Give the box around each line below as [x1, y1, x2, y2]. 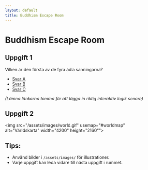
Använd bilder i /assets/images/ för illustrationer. [12, 155, 110, 160]
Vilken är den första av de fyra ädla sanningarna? [5, 66, 103, 72]
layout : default [5, 8, 38, 13]
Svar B [12, 81, 26, 87]
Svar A [12, 76, 26, 82]
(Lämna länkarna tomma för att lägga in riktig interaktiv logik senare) [5, 95, 144, 101]
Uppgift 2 [5, 109, 34, 118]
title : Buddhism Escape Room [5, 13, 64, 18]
